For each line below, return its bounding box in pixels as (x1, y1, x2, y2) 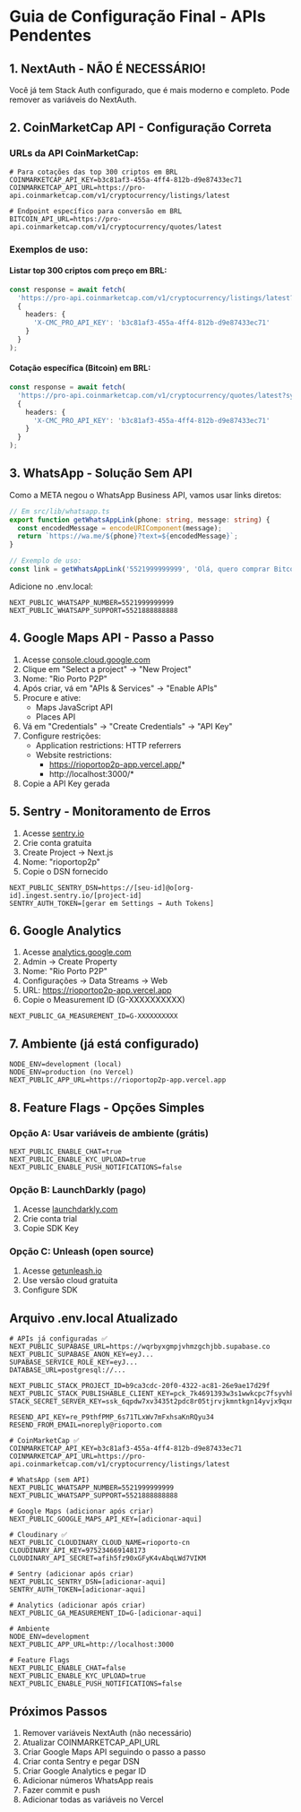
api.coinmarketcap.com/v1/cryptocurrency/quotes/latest (9, 222, 222, 231)
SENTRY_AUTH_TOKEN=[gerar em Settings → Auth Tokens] (9, 899, 215, 908)
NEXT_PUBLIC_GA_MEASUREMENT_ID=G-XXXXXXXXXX (9, 1012, 178, 1021)
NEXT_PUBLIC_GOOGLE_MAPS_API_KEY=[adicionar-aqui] (9, 1514, 202, 1524)
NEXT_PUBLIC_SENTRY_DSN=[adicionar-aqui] (9, 1577, 167, 1587)
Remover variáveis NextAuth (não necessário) (21, 1728, 193, 1739)
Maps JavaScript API (35, 702, 114, 712)
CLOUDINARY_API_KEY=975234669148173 (9, 1546, 146, 1556)
